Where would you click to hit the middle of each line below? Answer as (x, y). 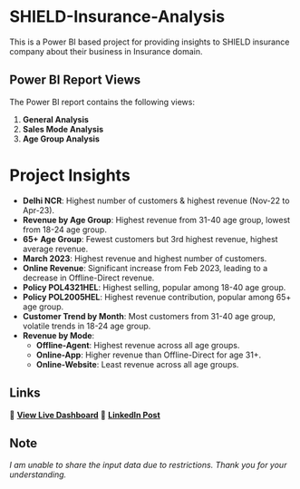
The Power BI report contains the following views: (102, 102)
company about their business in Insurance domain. (106, 51)
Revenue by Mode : (58, 335)
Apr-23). (39, 210)
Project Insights (70, 175)
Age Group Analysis (61, 139)
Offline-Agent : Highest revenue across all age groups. (138, 345)
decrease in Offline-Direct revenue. (88, 278)
